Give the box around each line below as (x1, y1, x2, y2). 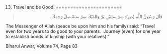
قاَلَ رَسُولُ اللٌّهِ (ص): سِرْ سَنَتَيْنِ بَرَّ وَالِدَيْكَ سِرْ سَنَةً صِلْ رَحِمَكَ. (50, 14, 163, 19)
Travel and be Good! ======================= (12, 4, 122, 10)
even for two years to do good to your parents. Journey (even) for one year (5, 28, 161, 34)
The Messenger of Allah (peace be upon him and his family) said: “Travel (5, 23, 155, 29)
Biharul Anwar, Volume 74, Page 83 (5, 43, 78, 49)
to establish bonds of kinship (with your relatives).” (5, 34, 110, 39)
